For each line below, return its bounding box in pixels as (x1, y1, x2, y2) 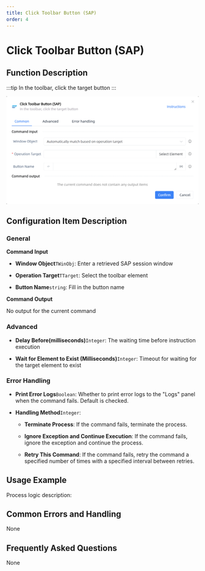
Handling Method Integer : (15, 408, 81, 416)
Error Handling (6, 377, 51, 385)
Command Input (6, 248, 48, 256)
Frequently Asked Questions (6, 543, 118, 553)
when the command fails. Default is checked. (15, 397, 129, 404)
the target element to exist (15, 361, 82, 369)
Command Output (6, 295, 53, 303)
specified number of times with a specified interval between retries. (24, 457, 195, 465)
